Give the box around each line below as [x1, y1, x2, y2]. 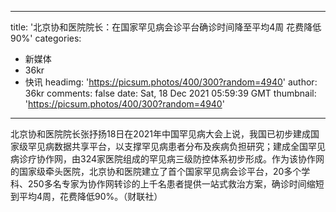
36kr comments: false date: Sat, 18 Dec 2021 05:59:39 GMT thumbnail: [24, 87, 317, 99]
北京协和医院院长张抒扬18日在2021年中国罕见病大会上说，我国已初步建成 [10, 128, 311, 140]
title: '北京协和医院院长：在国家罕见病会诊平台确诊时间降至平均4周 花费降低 [10, 21, 322, 33]
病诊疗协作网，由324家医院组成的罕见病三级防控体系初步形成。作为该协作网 [10, 153, 325, 165]
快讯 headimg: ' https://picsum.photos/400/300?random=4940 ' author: [24, 76, 318, 88]
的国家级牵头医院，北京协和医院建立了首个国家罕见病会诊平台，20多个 [10, 166, 302, 177]
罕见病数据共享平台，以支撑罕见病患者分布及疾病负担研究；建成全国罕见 [27, 141, 326, 152]
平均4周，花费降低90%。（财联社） [18, 191, 163, 202]
